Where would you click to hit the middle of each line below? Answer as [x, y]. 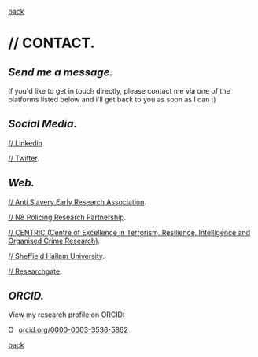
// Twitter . [24, 158]
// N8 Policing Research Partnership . [67, 217]
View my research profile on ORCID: [66, 315]
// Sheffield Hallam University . [56, 256]
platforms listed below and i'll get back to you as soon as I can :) [112, 99]
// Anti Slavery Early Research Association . [77, 202]
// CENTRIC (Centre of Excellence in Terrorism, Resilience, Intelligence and [129, 232]
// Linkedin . [26, 143]
